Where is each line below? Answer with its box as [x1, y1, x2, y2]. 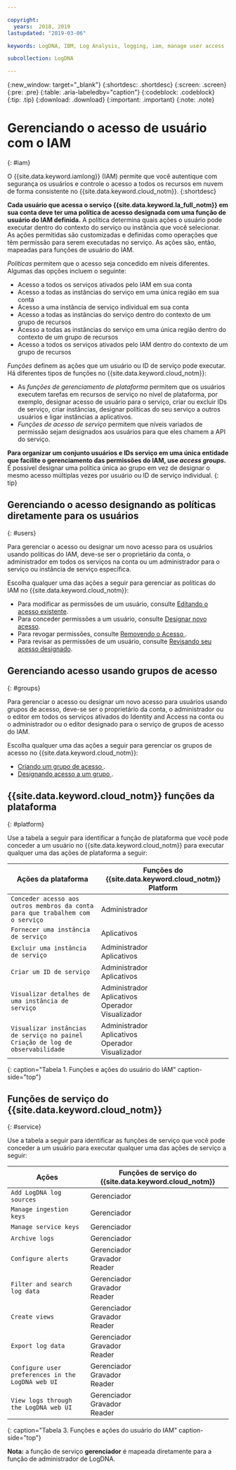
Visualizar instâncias [11, 1024, 86, 1032]
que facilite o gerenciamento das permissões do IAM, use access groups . [7, 456, 227, 465]
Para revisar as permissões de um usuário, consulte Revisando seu [17, 637, 212, 646]
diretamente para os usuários [7, 510, 139, 522]
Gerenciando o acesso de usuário [7, 121, 207, 136]
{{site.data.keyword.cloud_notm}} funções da [7, 790, 215, 802]
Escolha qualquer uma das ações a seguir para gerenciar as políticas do [7, 579, 216, 587]
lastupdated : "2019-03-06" [7, 30, 86, 37]
